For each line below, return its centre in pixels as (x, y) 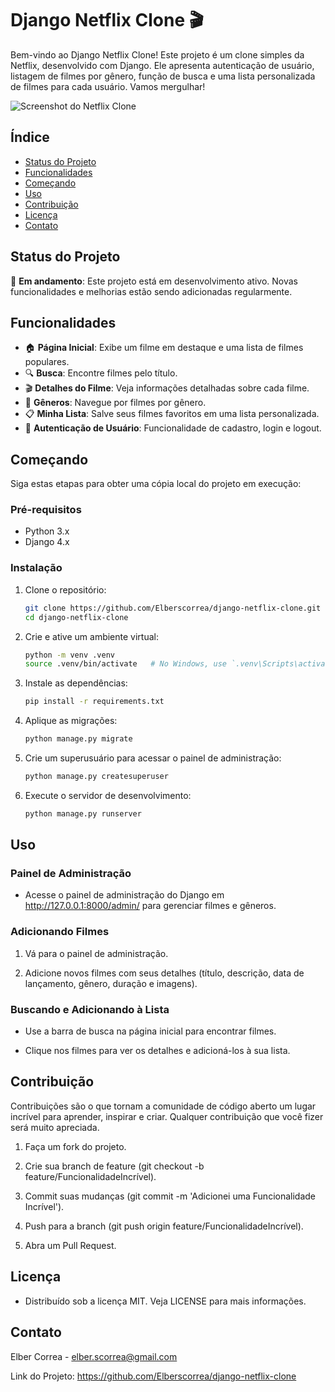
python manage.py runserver (83, 813)
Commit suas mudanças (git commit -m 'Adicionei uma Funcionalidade (170, 1196)
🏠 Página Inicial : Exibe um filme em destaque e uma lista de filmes (164, 348)
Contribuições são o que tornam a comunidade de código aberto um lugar (163, 1106)
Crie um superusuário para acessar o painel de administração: (153, 758)
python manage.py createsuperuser (96, 777)
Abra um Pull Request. (70, 1245)
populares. (47, 362)
